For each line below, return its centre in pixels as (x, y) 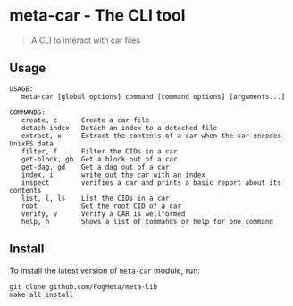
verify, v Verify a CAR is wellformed (103, 214)
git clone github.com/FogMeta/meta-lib (84, 286)
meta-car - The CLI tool (97, 16)
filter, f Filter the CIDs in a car (99, 151)
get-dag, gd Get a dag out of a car (95, 167)
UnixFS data (31, 144)
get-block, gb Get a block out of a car (99, 159)
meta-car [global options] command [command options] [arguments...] (153, 96)
